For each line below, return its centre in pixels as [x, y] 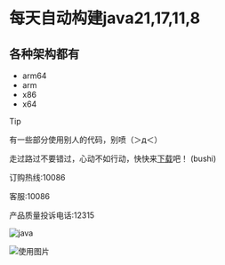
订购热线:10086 [37, 177]
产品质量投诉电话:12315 [52, 215]
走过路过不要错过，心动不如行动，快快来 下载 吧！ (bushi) [113, 158]
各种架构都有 [44, 54]
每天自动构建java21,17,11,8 [105, 18]
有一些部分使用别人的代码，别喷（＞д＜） [86, 140]
